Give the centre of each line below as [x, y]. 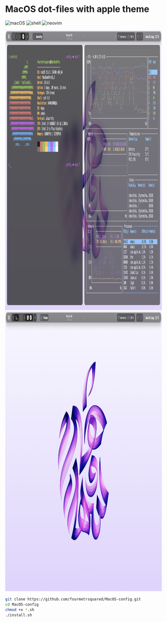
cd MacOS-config [22, 604]
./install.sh [19, 615]
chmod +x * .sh [20, 610]
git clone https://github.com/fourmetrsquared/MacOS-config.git [73, 599]
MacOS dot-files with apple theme [77, 9]
